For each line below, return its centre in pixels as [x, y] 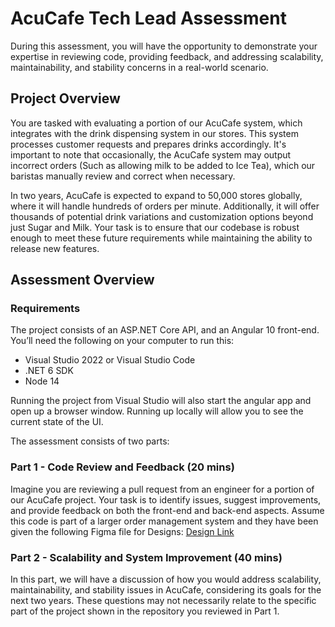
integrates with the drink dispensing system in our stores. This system [154, 133]
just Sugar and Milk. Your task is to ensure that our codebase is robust [155, 227]
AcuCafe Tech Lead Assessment [148, 18]
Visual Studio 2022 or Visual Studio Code [110, 360]
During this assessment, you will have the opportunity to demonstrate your [164, 46]
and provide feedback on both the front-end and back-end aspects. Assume [167, 510]
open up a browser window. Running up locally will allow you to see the [157, 411]
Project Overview [65, 98]
